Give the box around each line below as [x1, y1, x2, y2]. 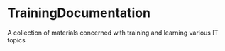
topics [7, 35, 26, 44]
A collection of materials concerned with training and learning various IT [7, 28, 219, 37]
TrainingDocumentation [7, 5, 151, 21]
